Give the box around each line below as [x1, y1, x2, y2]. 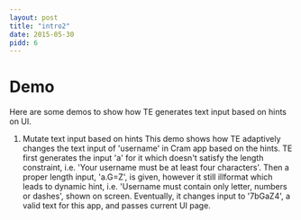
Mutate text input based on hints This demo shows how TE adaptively [22, 134, 281, 145]
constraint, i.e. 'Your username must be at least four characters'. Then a [22, 163, 290, 173]
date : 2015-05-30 [9, 30, 75, 39]
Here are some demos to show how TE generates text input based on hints [9, 107, 287, 118]
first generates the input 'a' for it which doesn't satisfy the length [22, 153, 264, 163]
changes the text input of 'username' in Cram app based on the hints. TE [22, 143, 293, 154]
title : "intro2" [9, 22, 70, 31]
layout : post [9, 13, 59, 22]
